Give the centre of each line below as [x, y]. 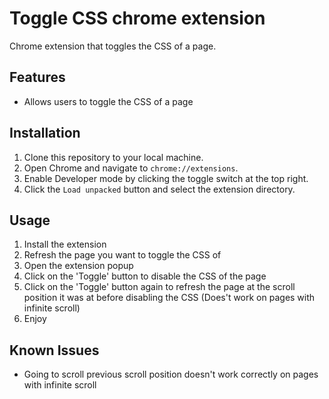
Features [37, 77]
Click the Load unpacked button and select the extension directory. [159, 189]
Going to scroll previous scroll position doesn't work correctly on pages [171, 374]
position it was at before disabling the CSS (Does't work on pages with [169, 298]
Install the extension [65, 244]
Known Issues [54, 350]
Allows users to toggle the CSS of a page [108, 101]
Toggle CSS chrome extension [137, 18]
